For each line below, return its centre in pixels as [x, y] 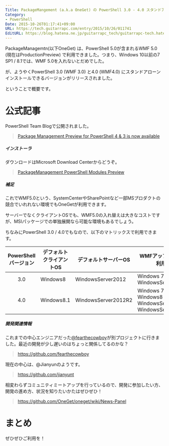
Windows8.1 [55, 300]
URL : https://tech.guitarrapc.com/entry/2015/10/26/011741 [68, 29]
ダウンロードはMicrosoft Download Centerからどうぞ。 [62, 162]
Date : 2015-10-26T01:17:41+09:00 [40, 24]
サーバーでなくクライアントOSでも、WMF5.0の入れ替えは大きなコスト [78, 215]
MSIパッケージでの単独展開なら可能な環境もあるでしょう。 [75, 221]
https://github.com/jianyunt [46, 374]
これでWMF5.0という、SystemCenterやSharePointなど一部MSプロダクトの [83, 198]
